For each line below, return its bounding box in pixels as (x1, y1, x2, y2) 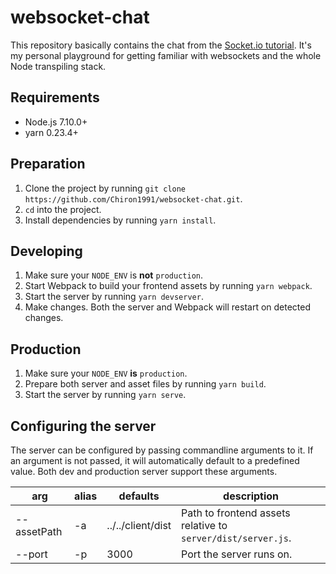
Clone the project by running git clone (24, 182, 187, 194)
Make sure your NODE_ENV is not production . (24, 269, 204, 281)
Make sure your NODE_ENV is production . (24, 367, 188, 380)
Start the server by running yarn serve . (24, 389, 187, 401)
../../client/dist (106, 519, 172, 532)
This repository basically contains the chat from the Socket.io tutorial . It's (10, 39, 312, 51)
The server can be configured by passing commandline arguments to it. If (10, 444, 314, 456)
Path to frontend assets (181, 506, 291, 520)
